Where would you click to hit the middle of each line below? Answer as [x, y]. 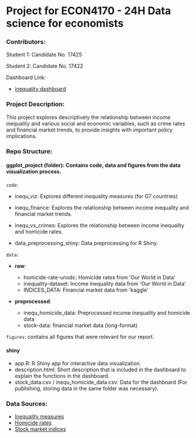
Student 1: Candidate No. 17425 [44, 55]
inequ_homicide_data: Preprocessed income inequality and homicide [107, 313]
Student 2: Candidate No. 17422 [45, 66]
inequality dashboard [40, 89]
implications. [21, 136]
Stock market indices [40, 429]
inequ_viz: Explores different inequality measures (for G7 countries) [96, 196]
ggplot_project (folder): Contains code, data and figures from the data [93, 165]
